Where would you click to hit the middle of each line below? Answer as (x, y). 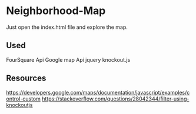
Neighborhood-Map (56, 11)
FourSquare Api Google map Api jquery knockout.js (68, 59)
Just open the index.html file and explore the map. (67, 27)
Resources (26, 78)
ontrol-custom (24, 99)
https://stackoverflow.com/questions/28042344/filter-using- (116, 99)
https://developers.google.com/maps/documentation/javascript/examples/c (98, 92)
